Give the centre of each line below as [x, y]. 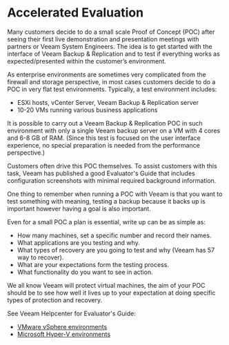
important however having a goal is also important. [79, 208]
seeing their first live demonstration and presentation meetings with [103, 39]
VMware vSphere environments [62, 326]
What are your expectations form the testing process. [93, 264]
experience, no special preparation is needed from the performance [103, 145]
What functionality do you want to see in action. [85, 272]
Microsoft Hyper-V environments [64, 334]
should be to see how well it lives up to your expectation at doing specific [111, 293]
